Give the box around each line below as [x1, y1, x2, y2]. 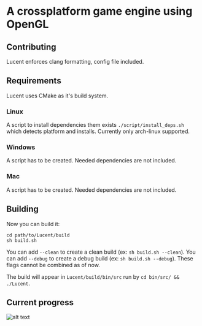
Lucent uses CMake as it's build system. [6, 92, 109, 99]
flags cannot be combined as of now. [6, 261, 100, 268]
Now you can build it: [6, 220, 60, 227]
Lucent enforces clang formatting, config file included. [6, 58, 144, 65]
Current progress [6, 297, 74, 308]
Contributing [6, 42, 56, 52]
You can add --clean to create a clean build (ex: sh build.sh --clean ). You [6, 248, 196, 256]
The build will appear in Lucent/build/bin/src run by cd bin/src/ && [6, 273, 180, 280]
